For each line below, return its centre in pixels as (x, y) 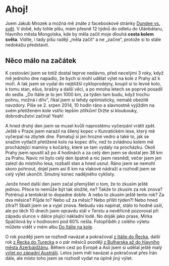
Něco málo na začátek (41, 61)
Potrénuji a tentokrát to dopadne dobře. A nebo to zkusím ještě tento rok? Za (85, 194)
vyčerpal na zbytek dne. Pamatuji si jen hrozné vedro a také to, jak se (77, 136)
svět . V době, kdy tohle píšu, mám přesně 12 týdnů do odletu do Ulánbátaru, (84, 28)
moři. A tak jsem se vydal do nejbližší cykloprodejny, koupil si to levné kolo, (83, 83)
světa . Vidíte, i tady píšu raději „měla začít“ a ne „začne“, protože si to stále (83, 39)
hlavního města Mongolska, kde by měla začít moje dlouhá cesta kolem (79, 34)
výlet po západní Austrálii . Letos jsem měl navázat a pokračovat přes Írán (81, 253)
